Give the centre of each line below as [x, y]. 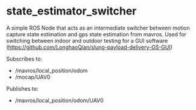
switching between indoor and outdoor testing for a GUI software [87, 40]
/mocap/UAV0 [33, 77]
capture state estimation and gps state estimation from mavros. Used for [96, 34]
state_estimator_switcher [71, 11]
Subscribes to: [24, 59]
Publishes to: [22, 88]
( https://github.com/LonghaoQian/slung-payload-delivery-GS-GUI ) [90, 47]
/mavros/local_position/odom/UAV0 [59, 100]
